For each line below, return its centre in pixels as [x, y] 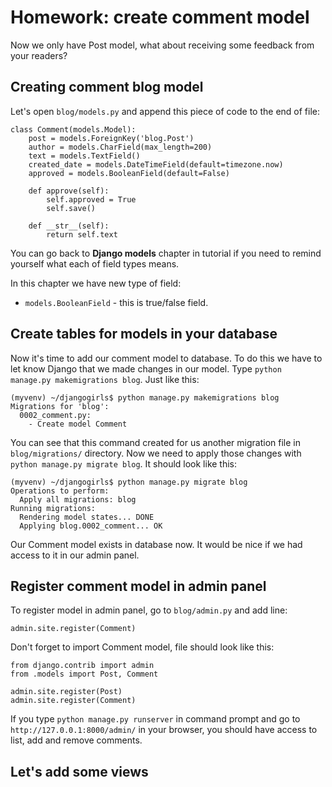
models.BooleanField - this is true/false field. [116, 302]
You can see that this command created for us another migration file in [155, 442]
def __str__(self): [69, 226]
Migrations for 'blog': [60, 406]
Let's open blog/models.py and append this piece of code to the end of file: [165, 111]
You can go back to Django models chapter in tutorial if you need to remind [166, 253]
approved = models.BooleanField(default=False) [129, 173]
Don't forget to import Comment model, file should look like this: [142, 647]
